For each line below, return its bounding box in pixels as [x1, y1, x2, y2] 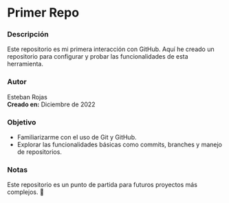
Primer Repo [7, 5, 80, 21]
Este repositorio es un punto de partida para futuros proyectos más [7, 181, 198, 189]
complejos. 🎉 [7, 188, 45, 196]
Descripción [7, 30, 50, 39]
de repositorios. [17, 148, 62, 156]
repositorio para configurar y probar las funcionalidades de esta [7, 52, 188, 61]
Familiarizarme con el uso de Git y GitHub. [17, 133, 137, 142]
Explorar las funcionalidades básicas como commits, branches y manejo [17, 140, 222, 149]
